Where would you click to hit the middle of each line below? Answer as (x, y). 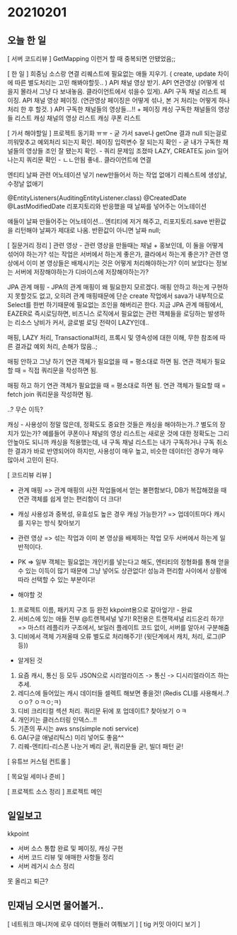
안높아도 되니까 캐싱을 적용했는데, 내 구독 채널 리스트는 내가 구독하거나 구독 (111, 442)
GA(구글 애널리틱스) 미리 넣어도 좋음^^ (71, 737)
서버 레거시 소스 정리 (46, 865)
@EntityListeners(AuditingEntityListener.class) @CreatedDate (97, 198)
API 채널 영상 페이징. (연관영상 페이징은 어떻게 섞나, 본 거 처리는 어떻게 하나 (126, 100)
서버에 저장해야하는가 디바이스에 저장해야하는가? (82, 272)
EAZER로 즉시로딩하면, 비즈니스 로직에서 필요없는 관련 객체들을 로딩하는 (107, 314)
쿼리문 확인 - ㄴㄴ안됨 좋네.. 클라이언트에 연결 (89, 160)
